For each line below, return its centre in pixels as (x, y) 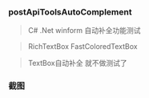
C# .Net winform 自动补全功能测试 (85, 31)
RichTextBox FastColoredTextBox (83, 47)
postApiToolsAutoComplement (70, 12)
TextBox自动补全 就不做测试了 (77, 63)
